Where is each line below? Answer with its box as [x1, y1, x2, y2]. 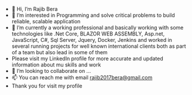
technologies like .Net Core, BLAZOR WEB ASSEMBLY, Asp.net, [11, 30, 165, 37]
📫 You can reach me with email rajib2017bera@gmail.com [11, 74, 153, 81]
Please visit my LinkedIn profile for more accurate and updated [11, 55, 164, 62]
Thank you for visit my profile [11, 82, 83, 89]
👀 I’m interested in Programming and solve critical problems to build [11, 12, 175, 19]
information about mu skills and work [11, 61, 101, 68]
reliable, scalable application [11, 18, 81, 24]
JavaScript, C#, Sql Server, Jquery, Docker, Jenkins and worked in [11, 37, 173, 43]
